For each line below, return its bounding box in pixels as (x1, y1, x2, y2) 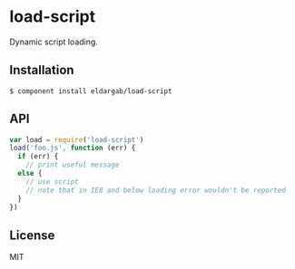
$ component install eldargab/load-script (9, 86, 172, 96)
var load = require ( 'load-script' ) (9, 135, 144, 144)
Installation (9, 62, 74, 78)
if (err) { (17, 152, 59, 161)
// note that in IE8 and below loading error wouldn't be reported (25, 186, 286, 195)
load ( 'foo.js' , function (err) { (9, 143, 136, 153)
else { (17, 169, 43, 178)
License (9, 227, 55, 243)
